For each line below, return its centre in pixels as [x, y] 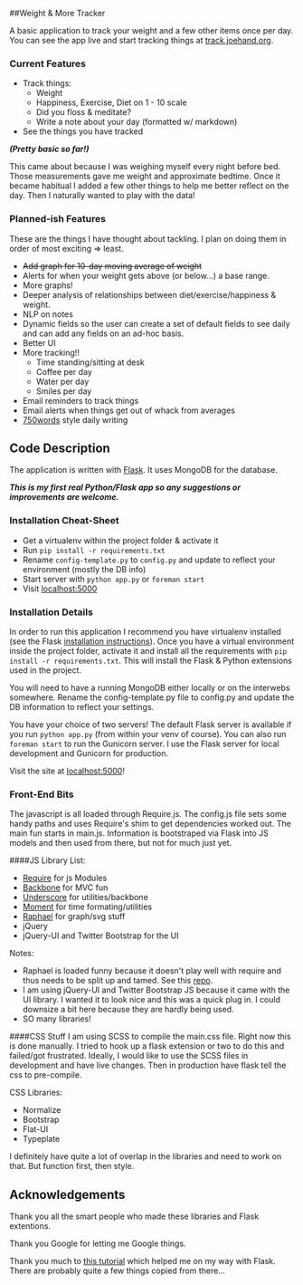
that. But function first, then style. [72, 1166]
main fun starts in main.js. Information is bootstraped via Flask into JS [139, 833]
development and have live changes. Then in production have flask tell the [148, 1065]
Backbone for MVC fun [65, 887]
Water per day [62, 381]
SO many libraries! [57, 1019]
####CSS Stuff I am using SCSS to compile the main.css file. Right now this [150, 1037]
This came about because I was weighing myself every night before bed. [145, 167]
